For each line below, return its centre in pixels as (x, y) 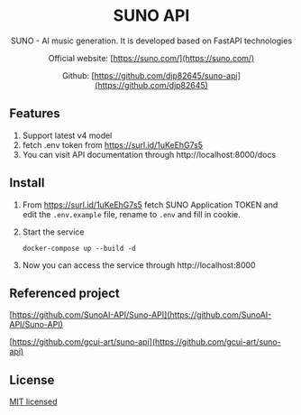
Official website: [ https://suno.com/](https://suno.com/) (151, 58)
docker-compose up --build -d (79, 248)
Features (35, 114)
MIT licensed (33, 401)
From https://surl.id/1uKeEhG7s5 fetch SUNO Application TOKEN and (150, 205)
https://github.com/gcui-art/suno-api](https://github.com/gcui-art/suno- (146, 342)
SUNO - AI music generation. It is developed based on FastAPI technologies (151, 41)
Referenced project (64, 293)
